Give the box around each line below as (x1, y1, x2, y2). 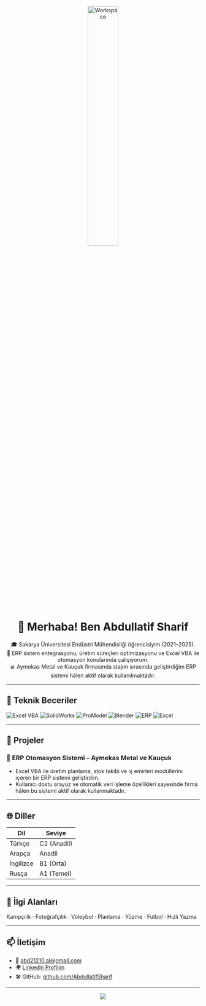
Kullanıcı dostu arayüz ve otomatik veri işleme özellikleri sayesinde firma (15, 780, 198, 788)
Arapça (9, 849, 31, 858)
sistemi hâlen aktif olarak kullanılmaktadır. (50, 672, 156, 679)
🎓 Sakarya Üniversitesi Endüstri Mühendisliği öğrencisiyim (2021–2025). (10, 640, 196, 648)
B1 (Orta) (39, 859, 67, 868)
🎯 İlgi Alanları (6, 897, 58, 907)
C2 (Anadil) (39, 839, 73, 848)
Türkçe (9, 839, 30, 848)
